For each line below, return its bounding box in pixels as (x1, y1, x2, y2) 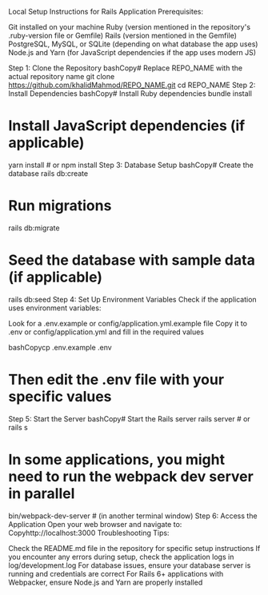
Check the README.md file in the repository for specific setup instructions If (8, 543, 261, 553)
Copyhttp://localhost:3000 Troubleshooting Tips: (8, 528, 170, 537)
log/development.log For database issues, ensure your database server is (8, 560, 251, 570)
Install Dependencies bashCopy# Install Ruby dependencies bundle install (8, 89, 252, 98)
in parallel (8, 484, 75, 502)
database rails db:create (8, 168, 89, 178)
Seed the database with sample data (8, 251, 256, 270)
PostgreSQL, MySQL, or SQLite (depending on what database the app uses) (8, 39, 258, 49)
